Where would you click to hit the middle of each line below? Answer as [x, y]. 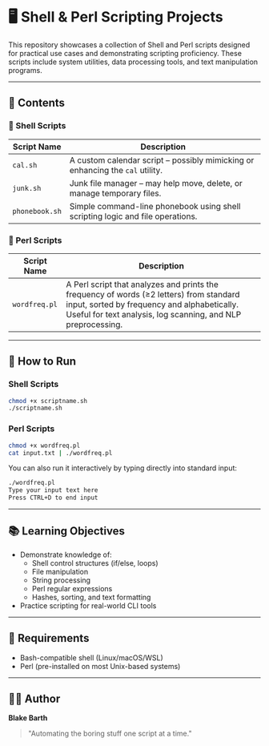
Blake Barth [28, 718]
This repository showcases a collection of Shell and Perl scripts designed [129, 44]
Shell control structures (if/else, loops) [95, 563]
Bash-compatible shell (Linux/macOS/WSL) [92, 657]
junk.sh [27, 188]
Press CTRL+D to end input [53, 498]
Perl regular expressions [72, 588]
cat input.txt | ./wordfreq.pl [60, 453]
